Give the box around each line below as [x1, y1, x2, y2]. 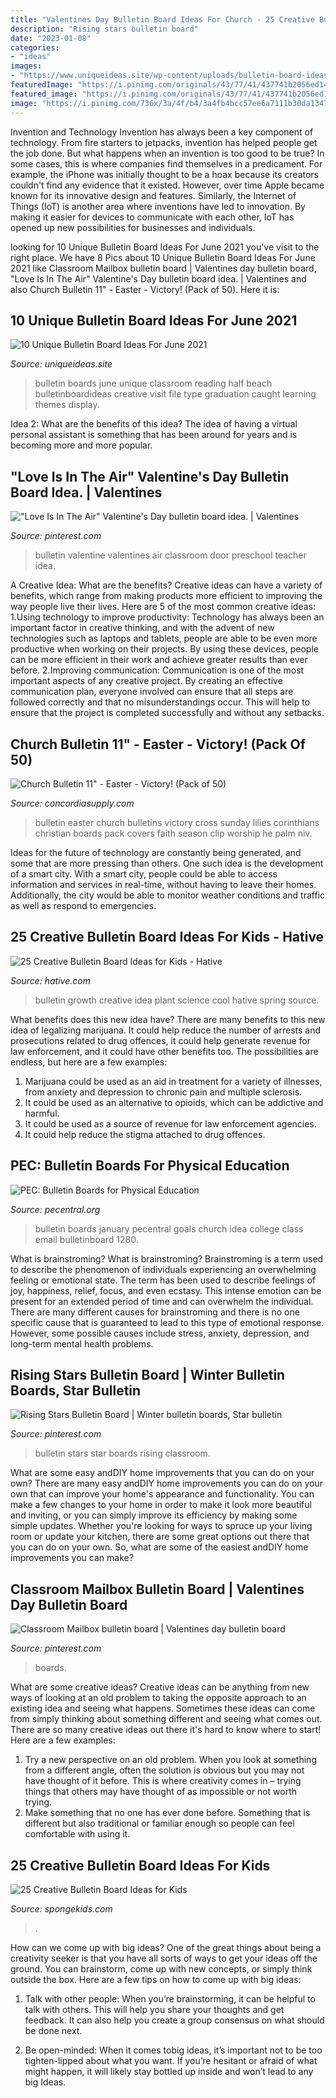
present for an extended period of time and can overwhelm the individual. [10, 1295, 314, 1307]
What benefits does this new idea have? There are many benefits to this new [10, 1013, 326, 1025]
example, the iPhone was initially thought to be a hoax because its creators [10, 168, 319, 180]
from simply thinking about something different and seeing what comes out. [10, 1713, 323, 1725]
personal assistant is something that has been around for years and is [10, 429, 298, 441]
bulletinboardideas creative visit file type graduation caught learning [34, 388, 317, 400]
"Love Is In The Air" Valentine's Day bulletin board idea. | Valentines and [10, 272, 307, 285]
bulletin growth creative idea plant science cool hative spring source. [34, 994, 320, 1006]
